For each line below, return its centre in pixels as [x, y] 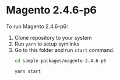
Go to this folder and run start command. [64, 50]
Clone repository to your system [53, 37]
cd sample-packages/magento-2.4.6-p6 [60, 61]
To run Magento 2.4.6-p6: [37, 26]
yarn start [28, 71]
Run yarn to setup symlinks [47, 44]
